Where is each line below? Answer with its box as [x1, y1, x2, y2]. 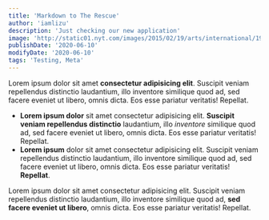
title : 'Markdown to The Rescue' [8, 11, 120, 20]
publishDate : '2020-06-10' [8, 42, 98, 50]
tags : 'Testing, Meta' [8, 57, 84, 65]
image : [8, 34, 30, 42]
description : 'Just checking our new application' [8, 26, 181, 34]
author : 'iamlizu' [8, 19, 70, 27]
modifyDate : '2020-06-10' [8, 49, 94, 57]
